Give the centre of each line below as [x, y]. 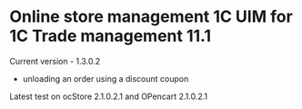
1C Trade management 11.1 [111, 36]
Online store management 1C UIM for [151, 17]
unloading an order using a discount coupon [106, 78]
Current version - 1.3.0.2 [55, 61]
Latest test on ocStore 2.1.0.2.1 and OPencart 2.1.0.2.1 [108, 96]
